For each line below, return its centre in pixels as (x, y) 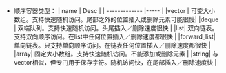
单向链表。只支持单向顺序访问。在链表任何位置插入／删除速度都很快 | (112, 45)
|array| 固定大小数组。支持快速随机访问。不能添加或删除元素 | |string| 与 (116, 54)
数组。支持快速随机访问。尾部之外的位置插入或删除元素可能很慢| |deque (116, 19)
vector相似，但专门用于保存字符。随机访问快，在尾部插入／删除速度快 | (115, 62)
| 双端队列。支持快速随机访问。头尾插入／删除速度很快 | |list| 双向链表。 (116, 28)
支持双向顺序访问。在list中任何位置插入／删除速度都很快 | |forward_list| (114, 36)
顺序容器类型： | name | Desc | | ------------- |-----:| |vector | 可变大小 (114, 11)
